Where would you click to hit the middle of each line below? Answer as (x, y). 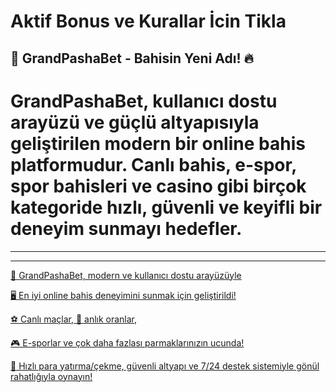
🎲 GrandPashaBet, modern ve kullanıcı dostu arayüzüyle (126, 275)
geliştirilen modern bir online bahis (158, 143)
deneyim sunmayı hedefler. (126, 228)
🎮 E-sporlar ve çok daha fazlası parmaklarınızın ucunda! (127, 342)
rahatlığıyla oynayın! (51, 376)
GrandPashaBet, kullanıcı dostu (144, 101)
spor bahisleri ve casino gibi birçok (158, 186)
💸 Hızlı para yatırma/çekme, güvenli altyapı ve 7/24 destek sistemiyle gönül (165, 366)
